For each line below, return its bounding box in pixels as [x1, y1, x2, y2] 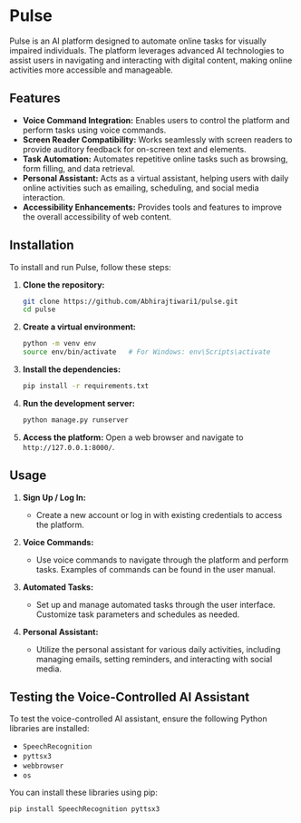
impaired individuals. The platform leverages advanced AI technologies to [9, 44, 285, 55]
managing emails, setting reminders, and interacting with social [35, 653, 273, 664]
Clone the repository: [22, 279, 105, 290]
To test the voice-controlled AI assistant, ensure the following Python [9, 713, 267, 724]
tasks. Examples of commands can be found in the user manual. [35, 563, 277, 574]
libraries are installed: [9, 723, 90, 734]
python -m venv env [22, 339, 97, 348]
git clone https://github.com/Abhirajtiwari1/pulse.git [22, 297, 238, 306]
